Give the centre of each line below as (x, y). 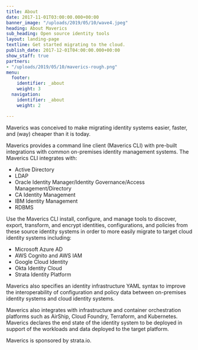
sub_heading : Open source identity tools (58, 34)
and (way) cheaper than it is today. (48, 133)
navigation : (26, 94)
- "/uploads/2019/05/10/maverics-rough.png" (62, 67)
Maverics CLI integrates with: (42, 158)
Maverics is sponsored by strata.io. (49, 340)
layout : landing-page (33, 39)
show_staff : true (27, 56)
